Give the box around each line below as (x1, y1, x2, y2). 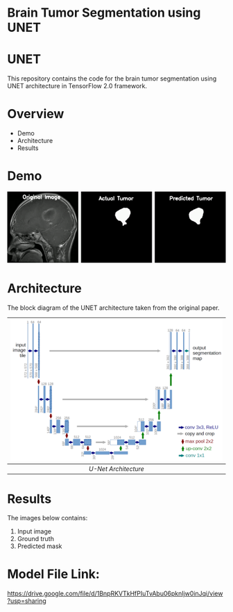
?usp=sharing (7, 597, 46, 605)
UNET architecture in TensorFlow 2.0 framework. (7, 82, 148, 90)
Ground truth (17, 535, 54, 543)
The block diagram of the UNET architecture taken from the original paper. (7, 304, 220, 312)
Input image (17, 527, 52, 536)
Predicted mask (17, 542, 62, 550)
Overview (7, 106, 64, 122)
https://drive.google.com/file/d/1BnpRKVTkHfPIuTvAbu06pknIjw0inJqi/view (7, 589, 223, 598)
